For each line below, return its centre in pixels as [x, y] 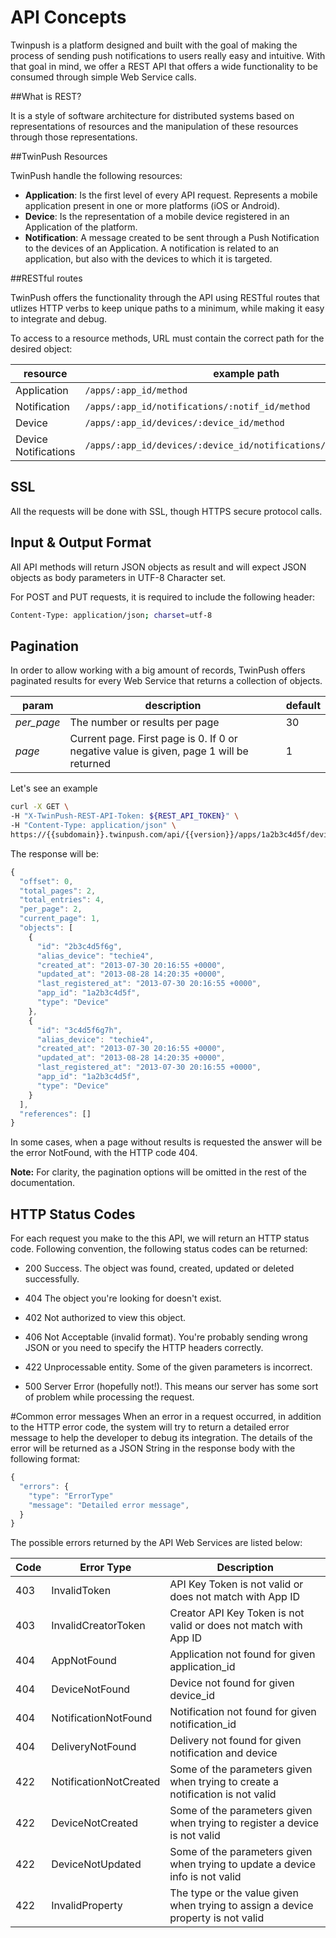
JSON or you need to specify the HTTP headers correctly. [144, 1348]
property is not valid [217, 1918]
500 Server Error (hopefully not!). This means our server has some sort [171, 1387]
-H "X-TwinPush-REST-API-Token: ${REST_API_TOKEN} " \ [125, 816]
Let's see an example [54, 788]
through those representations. [74, 137]
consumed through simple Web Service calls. [103, 77]
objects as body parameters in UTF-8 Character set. [118, 577]
